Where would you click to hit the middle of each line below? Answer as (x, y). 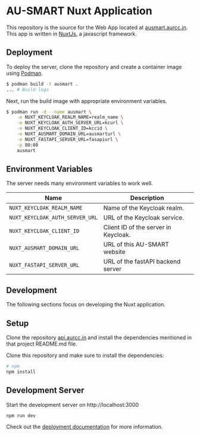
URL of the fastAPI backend (142, 262)
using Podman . (25, 73)
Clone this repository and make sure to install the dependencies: (85, 355)
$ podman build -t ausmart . (42, 84)
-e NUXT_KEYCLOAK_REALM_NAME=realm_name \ (70, 117)
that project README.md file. (42, 344)
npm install (21, 372)
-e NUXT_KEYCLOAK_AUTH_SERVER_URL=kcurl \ (70, 123)
